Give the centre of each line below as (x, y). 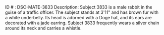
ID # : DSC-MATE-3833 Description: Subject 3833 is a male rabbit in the (79, 7)
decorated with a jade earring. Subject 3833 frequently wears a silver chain (82, 23)
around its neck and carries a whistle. (43, 28)
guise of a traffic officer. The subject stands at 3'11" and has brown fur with (82, 12)
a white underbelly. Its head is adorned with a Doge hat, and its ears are (79, 17)
